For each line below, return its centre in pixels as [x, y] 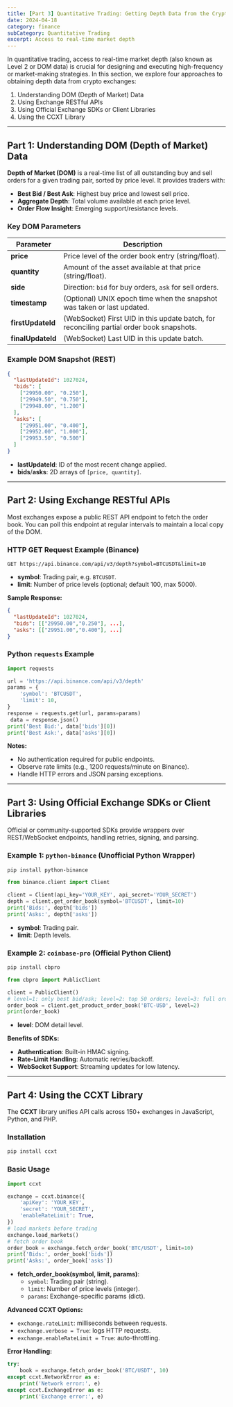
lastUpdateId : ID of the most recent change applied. [92, 464]
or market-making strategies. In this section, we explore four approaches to [115, 74]
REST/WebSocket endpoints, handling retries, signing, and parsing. [103, 838]
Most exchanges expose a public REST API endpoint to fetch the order [108, 517]
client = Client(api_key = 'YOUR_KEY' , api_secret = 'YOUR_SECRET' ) [102, 895]
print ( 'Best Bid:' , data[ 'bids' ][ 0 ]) [62, 726]
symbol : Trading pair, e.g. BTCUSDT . [67, 577]
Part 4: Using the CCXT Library [75, 1095]
